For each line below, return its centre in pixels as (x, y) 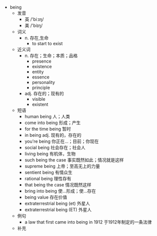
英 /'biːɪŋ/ (34, 19)
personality (44, 82)
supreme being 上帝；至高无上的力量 (62, 166)
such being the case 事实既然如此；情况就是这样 (74, 160)
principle (41, 87)
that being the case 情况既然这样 (58, 185)
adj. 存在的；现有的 (44, 93)
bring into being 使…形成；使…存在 (60, 191)
